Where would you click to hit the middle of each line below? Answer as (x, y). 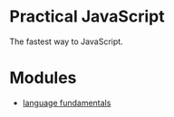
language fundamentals (67, 103)
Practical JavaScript (87, 17)
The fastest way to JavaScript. (67, 41)
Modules (43, 78)
